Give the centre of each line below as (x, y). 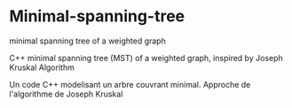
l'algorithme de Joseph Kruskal (66, 94)
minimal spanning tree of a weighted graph (87, 41)
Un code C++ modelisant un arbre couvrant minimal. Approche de (130, 84)
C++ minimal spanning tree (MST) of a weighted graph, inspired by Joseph (146, 58)
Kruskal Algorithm (42, 67)
